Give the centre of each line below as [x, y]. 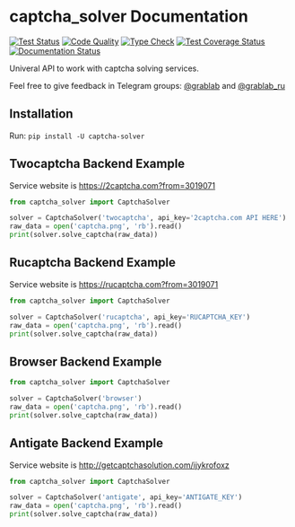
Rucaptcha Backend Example [93, 263]
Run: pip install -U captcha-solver [77, 136]
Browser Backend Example [86, 361]
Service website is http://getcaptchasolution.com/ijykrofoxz [120, 465]
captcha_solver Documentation [129, 17]
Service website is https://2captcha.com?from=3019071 [113, 185]
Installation [41, 114]
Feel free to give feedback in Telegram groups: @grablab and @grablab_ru [147, 85]
